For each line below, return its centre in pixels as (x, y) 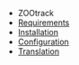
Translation (39, 51)
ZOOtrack (35, 13)
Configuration (43, 42)
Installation (38, 32)
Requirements (44, 23)
